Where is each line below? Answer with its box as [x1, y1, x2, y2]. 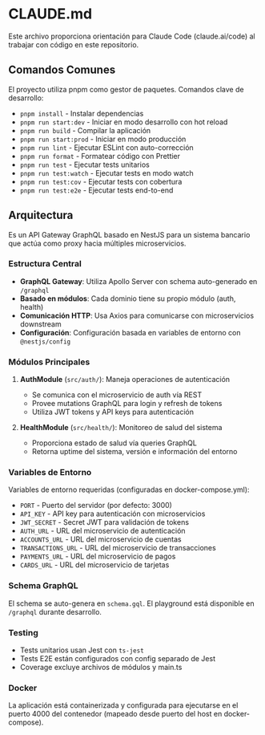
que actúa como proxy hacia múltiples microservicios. [8, 238, 187, 248]
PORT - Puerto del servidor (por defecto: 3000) [19, 501, 172, 510]
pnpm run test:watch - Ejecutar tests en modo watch [19, 168, 194, 177]
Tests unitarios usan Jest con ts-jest [19, 645, 144, 655]
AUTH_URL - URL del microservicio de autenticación [19, 526, 186, 536]
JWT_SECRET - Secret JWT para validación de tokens [19, 518, 190, 527]
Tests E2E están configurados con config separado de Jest [19, 654, 216, 664]
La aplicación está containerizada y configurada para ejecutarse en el [8, 700, 239, 710]
